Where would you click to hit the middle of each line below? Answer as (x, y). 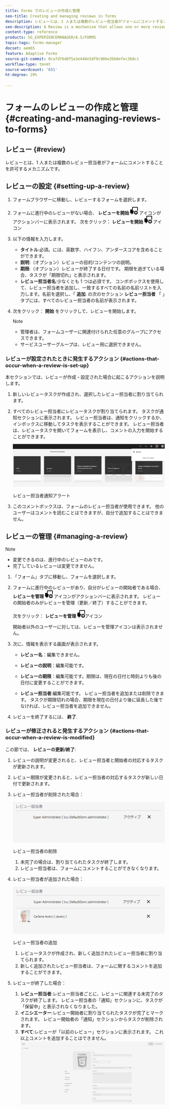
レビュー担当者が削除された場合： (48, 794)
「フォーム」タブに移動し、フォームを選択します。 (66, 577)
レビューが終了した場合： (39, 983)
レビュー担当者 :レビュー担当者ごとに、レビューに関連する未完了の (90, 994)
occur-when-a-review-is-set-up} (47, 365)
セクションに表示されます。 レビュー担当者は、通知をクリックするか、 (91, 418)
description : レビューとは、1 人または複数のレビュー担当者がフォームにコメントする (84, 21)
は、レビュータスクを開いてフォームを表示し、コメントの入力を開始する (88, 431)
